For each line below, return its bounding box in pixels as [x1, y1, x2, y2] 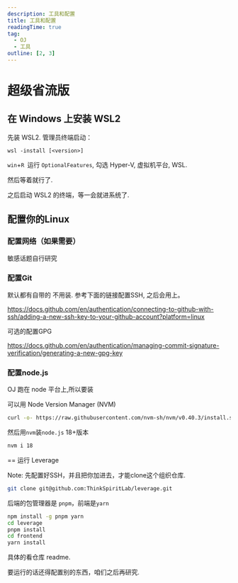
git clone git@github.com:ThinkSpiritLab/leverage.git [7, 485, 173, 492]
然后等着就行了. [7, 175, 53, 184]
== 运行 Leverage [7, 455, 59, 464]
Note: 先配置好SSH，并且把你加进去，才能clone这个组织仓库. [7, 470, 186, 479]
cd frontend [7, 533, 42, 540]
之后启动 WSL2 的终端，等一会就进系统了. [7, 191, 130, 199]
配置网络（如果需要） [7, 237, 80, 247]
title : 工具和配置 [7, 17, 57, 24]
